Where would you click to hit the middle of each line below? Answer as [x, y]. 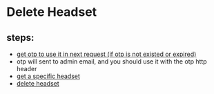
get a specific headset [48, 76]
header [27, 69]
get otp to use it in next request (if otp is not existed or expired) [106, 54]
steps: [20, 38]
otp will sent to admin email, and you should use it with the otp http [112, 62]
